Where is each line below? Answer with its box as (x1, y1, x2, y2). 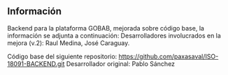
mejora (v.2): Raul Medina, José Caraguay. (7, 38, 130, 47)
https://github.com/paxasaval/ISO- (118, 52, 219, 60)
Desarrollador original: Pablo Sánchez (66, 59, 176, 68)
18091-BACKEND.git (7, 59, 65, 68)
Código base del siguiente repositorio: (7, 52, 117, 60)
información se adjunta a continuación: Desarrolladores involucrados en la (7, 31, 222, 40)
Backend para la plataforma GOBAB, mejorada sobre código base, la (7, 24, 205, 32)
